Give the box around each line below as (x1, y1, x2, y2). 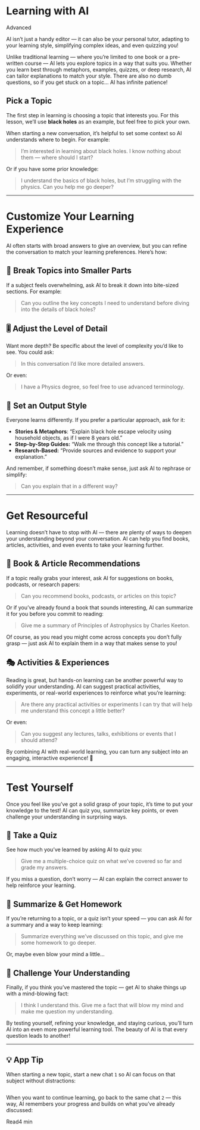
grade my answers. (20, 864, 68, 871)
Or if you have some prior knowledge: (6, 165, 99, 172)
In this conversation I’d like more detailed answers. (20, 360, 145, 368)
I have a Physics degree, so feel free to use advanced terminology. (20, 383, 185, 391)
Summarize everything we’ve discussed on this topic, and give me (20, 933, 183, 940)
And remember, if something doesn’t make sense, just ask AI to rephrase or (6, 465, 191, 472)
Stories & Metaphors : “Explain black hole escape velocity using (14, 428, 171, 435)
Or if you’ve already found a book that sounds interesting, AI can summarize (6, 603, 193, 611)
